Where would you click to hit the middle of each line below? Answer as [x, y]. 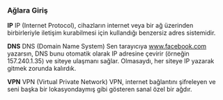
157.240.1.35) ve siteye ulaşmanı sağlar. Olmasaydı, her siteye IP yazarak [111, 61]
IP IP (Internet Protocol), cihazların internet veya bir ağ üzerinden [100, 26]
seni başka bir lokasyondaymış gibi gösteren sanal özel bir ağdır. [100, 90]
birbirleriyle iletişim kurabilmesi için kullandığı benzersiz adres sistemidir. [111, 33]
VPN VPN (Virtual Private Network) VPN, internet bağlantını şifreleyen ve [111, 82]
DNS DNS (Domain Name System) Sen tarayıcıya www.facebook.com [107, 47]
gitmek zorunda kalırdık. [42, 69]
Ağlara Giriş [28, 10]
